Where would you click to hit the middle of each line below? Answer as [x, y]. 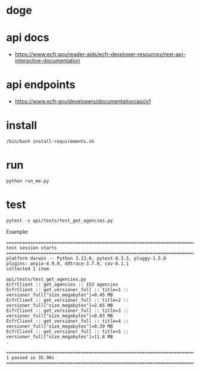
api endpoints [41, 85]
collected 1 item [28, 269]
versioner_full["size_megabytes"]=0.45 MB [60, 295]
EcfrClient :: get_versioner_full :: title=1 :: [68, 290]
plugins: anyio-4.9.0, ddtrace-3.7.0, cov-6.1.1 [68, 264]
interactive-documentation [47, 61]
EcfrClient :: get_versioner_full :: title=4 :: [68, 321]
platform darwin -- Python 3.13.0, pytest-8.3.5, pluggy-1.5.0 [86, 258]
